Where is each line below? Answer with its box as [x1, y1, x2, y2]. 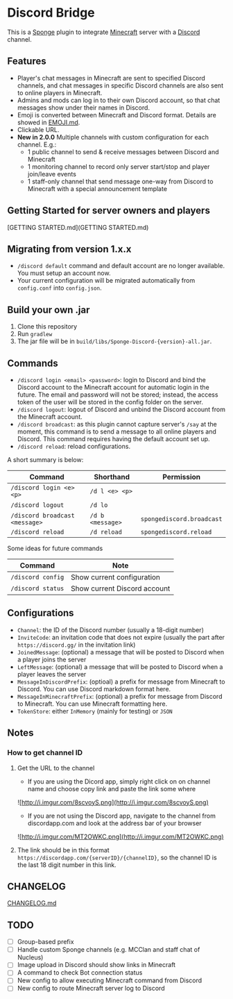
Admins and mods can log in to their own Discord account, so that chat [17, 96, 221, 104]
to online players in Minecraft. [17, 88, 103, 97]
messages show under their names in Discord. [17, 103, 150, 112]
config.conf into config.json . [17, 283, 102, 292]
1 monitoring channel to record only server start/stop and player [27, 162, 210, 171]
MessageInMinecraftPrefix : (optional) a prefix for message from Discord [17, 692, 223, 700]
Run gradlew [17, 330, 53, 338]
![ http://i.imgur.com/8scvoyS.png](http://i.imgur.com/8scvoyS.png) [17, 798, 209, 807]
